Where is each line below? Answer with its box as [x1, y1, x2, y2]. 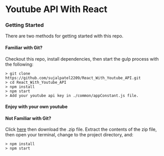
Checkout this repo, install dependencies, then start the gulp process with [5, 56, 159, 62]
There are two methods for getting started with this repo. [5, 33, 124, 39]
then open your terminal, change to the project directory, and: [5, 132, 134, 138]
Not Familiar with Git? [5, 115, 51, 121]
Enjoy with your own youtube [5, 103, 68, 110]
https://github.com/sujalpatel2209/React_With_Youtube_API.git [5, 75, 141, 80]
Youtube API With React [5, 4, 107, 15]
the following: [5, 61, 34, 67]
